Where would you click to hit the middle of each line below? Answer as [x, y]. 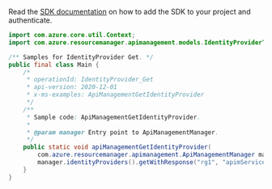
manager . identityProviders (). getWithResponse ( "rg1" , [128, 162]
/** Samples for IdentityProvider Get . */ [81, 57]
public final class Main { [54, 65]
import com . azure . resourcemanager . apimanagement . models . [106, 42]
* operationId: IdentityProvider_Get [90, 80]
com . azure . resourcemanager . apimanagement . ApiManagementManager [146, 155]
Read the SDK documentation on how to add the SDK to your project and [130, 12]
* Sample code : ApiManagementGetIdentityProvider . [113, 117]
